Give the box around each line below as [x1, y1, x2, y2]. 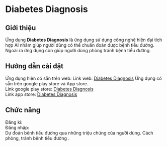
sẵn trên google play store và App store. [5, 80, 89, 86]
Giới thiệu [5, 24, 36, 32]
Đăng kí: [5, 119, 23, 125]
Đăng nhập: [5, 124, 29, 130]
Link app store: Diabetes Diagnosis [5, 91, 77, 97]
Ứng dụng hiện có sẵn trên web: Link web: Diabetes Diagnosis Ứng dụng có [5, 75, 162, 81]
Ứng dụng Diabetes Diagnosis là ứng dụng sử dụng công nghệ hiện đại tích [5, 37, 162, 43]
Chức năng [5, 106, 41, 114]
